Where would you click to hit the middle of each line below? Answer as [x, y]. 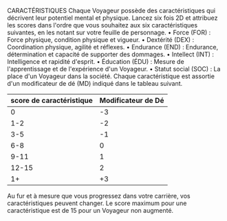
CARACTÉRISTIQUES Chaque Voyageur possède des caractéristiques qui [111, 11]
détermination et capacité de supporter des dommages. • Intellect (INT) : [111, 54]
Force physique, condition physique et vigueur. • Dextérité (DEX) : [101, 40]
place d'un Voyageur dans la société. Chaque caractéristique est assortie [111, 76]
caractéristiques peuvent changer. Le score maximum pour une [97, 203]
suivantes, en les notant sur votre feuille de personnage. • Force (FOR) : [109, 32]
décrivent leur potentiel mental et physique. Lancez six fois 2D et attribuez [112, 18]
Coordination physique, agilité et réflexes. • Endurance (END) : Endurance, [113, 47]
